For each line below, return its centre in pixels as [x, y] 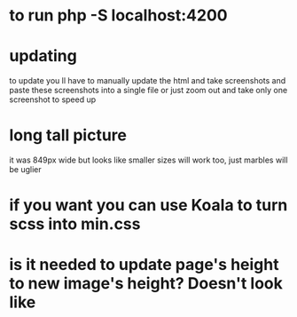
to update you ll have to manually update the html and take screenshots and [148, 81]
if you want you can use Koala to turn [148, 206]
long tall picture [68, 135]
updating [43, 56]
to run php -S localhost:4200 [118, 16]
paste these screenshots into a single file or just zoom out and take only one [148, 91]
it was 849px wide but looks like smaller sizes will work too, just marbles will [148, 160]
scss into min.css [75, 224]
